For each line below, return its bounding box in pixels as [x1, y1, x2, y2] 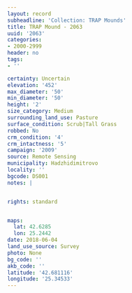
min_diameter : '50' [7, 95, 64, 102]
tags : [7, 56, 23, 63]
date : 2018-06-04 [7, 236, 58, 244]
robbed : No [7, 127, 39, 134]
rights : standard [7, 198, 58, 205]
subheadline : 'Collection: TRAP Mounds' [7, 17, 127, 24]
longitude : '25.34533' [7, 275, 73, 282]
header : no [7, 50, 39, 57]
